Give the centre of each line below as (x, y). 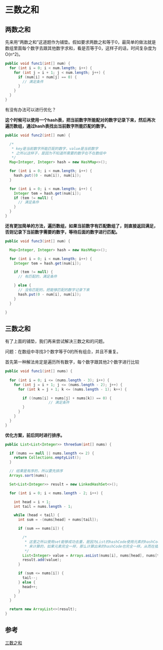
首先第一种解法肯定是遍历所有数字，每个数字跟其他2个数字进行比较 (72, 362)
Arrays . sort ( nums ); (29, 476)
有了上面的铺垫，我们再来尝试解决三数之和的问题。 (56, 341)
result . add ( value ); (42, 560)
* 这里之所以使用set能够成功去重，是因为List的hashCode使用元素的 (84, 542)
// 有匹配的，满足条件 (37, 277)
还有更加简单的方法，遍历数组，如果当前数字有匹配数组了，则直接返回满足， (81, 226)
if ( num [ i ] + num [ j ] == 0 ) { (47, 77)
